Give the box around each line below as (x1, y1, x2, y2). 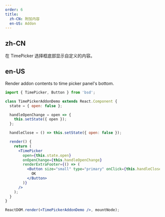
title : (5, 12, 19, 17)
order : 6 (5, 7, 23, 12)
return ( (14, 144, 32, 149)
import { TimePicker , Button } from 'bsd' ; (5, 90, 96, 95)
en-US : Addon (9, 21, 36, 26)
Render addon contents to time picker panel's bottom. (5, 80, 114, 86)
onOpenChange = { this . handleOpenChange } (23, 157, 102, 162)
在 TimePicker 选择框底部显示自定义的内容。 (5, 53, 95, 59)
